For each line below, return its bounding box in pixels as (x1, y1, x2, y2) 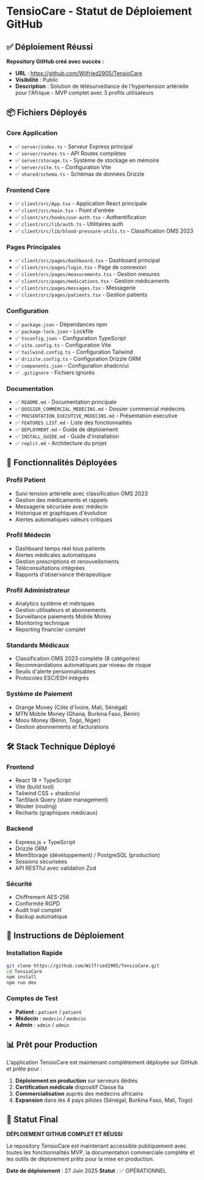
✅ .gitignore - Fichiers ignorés (15, 368, 95, 376)
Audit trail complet (15, 906, 62, 914)
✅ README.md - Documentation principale (15, 398, 117, 406)
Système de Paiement (6, 690, 73, 698)
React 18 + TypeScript (15, 777, 71, 784)
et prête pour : (6, 1065, 43, 1073)
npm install (6, 974, 37, 980)
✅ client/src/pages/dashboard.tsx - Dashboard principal (15, 257, 160, 264)
